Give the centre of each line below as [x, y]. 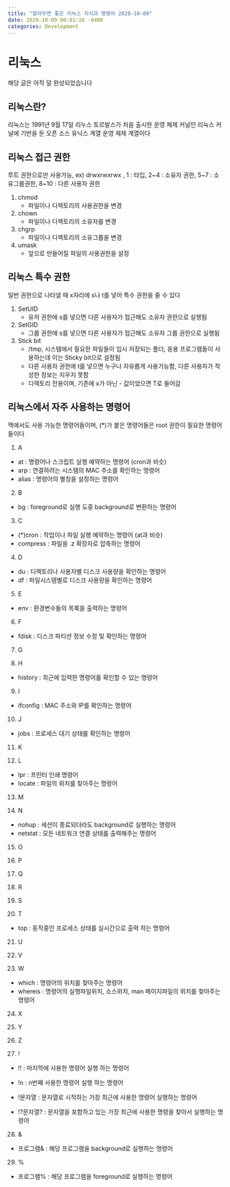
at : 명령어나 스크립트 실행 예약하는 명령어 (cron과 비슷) [92, 462]
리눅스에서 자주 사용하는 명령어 [69, 407]
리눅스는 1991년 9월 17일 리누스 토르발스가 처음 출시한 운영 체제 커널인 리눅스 [111, 125]
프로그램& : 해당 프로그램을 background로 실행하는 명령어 [95, 1148]
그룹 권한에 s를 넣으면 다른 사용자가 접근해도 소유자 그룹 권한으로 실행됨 [124, 333]
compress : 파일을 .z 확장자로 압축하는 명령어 [79, 543]
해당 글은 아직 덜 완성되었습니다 [50, 83]
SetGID [28, 324]
